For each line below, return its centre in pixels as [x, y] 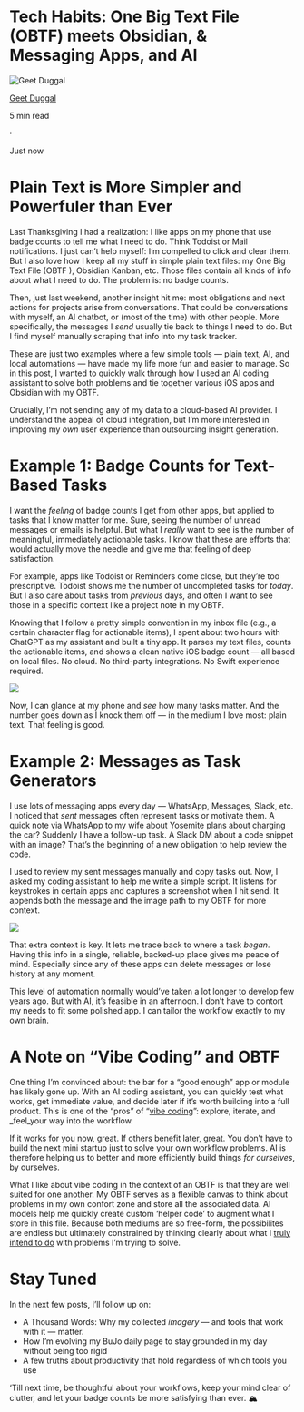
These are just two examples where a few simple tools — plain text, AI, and [150, 353]
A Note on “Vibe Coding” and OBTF [145, 1057]
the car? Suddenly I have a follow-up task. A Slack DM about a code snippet [152, 834]
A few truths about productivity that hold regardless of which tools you [155, 1360]
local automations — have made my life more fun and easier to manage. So [150, 363]
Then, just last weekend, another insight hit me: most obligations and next [147, 298]
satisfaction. [33, 558]
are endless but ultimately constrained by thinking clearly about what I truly [150, 1232]
